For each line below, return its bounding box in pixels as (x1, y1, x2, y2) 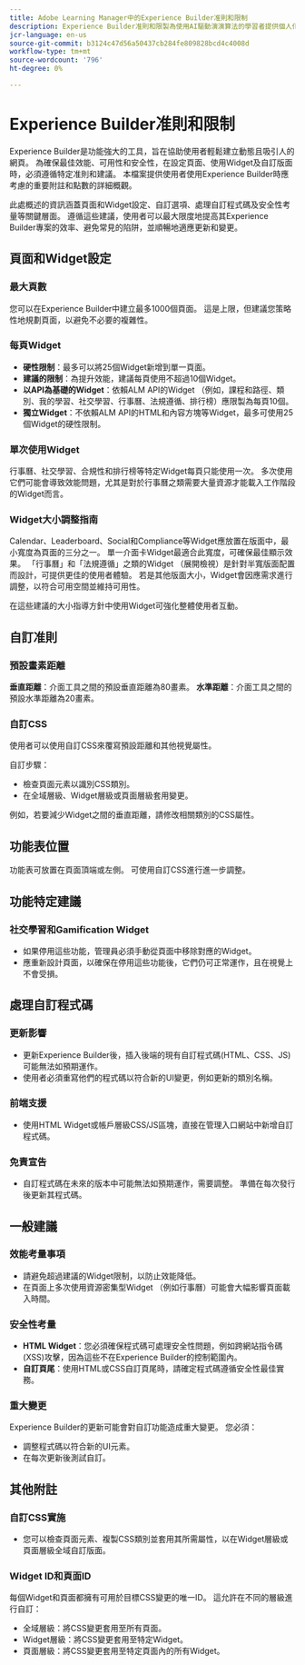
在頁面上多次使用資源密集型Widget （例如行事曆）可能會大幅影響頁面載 (22, 1281, 290, 1292)
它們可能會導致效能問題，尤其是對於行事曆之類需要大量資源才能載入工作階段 (9, 477, 296, 488)
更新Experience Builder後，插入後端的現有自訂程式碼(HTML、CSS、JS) (22, 1049, 291, 1060)
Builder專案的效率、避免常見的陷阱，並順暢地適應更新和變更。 (9, 222, 243, 233)
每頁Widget (9, 339, 62, 352)
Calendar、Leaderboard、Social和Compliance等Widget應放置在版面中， (9, 535, 281, 546)
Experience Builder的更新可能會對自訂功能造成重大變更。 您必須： (9, 1421, 258, 1432)
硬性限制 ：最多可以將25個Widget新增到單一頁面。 (22, 361, 211, 373)
